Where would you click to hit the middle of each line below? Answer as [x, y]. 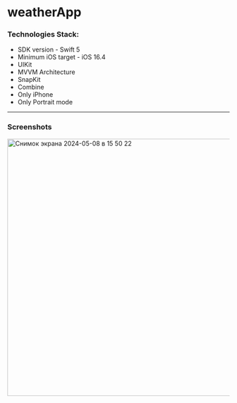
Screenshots [30, 127]
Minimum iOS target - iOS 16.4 [61, 57]
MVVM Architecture [46, 72]
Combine [31, 87]
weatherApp [44, 12]
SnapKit [29, 80]
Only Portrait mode [45, 102]
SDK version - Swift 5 [49, 49]
